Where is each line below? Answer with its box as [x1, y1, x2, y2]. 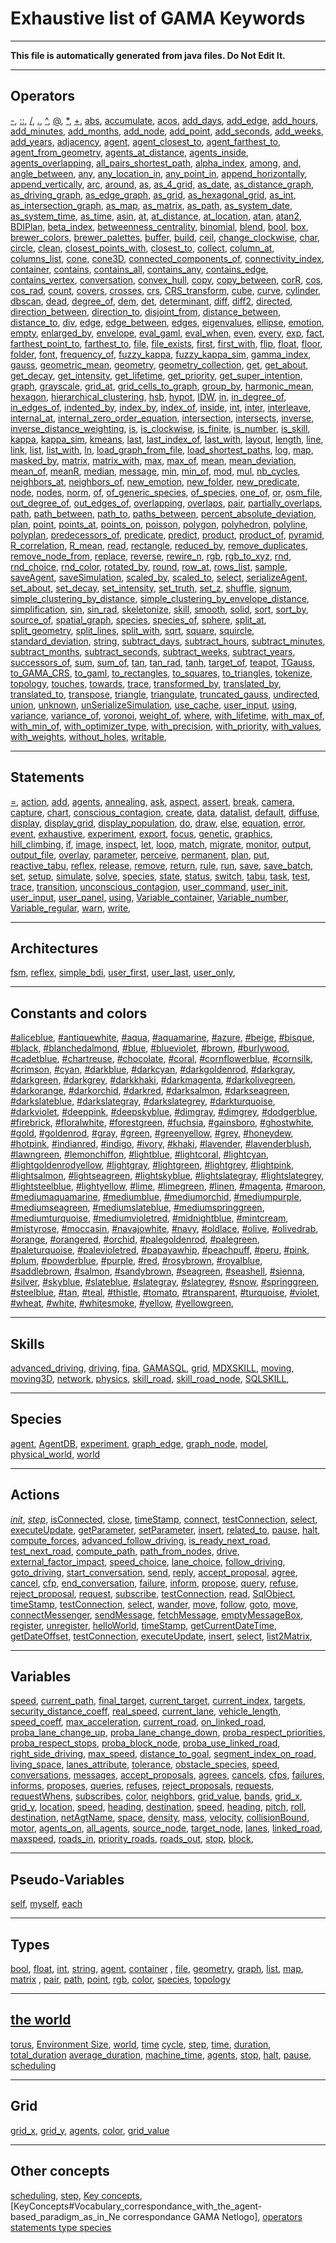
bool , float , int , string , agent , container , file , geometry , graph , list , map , [10, 1963, 304, 1975]
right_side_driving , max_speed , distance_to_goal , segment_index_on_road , [10, 1748, 317, 1760]
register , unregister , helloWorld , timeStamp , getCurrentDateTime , [10, 1619, 277, 1631]
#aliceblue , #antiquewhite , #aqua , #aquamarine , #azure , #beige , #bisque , [10, 1032, 315, 1044]
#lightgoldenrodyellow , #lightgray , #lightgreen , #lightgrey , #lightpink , [10, 1159, 295, 1171]
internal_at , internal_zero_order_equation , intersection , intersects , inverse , [10, 412, 315, 424]
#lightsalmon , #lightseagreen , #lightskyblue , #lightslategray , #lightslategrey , [10, 1170, 325, 1182]
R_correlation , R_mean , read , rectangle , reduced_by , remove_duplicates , [10, 539, 308, 551]
